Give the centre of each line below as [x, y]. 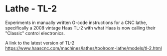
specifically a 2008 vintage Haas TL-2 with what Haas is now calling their [81, 27]
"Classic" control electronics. [35, 33]
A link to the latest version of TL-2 [40, 42]
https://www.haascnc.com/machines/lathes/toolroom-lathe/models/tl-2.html [83, 48]
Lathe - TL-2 [31, 9]
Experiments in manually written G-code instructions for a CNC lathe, [76, 22]
